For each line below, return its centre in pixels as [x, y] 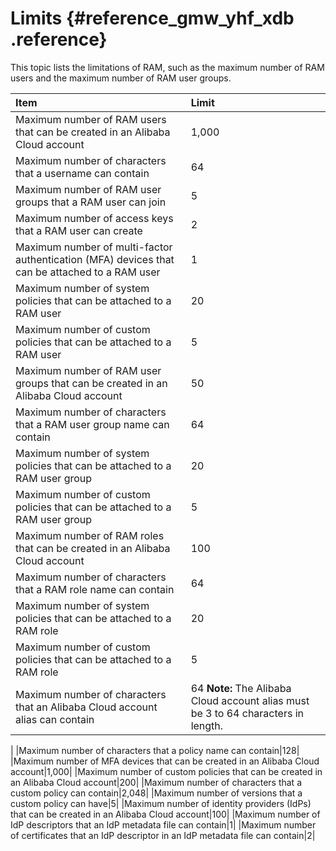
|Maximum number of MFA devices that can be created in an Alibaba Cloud [165, 761]
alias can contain [55, 719]
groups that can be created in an [91, 383]
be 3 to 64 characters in [247, 713]
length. [207, 725]
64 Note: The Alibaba [241, 688]
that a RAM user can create [79, 230]
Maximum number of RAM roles [90, 535]
